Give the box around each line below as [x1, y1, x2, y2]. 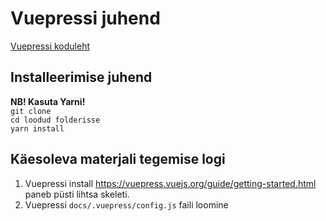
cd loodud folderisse [10, 115, 101, 125]
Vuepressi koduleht [10, 40, 91, 52]
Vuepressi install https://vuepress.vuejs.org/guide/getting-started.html [24, 177, 317, 189]
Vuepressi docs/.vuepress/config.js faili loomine [24, 198, 229, 211]
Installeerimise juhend [10, 69, 153, 86]
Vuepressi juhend [10, 7, 161, 30]
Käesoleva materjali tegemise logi [10, 151, 226, 168]
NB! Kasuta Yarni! [10, 95, 86, 107]
